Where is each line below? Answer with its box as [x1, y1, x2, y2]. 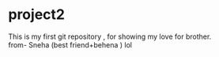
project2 [8, 6, 66, 24]
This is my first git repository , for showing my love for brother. [8, 32, 212, 41]
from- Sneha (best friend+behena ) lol [8, 40, 133, 49]
